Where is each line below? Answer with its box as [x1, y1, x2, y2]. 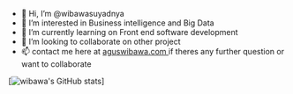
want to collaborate [20, 59, 92, 69]
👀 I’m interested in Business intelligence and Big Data [20, 18, 214, 28]
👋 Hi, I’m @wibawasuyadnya [20, 9, 124, 18]
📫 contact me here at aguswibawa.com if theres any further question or [20, 47, 284, 56]
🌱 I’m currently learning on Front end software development [20, 27, 239, 37]
